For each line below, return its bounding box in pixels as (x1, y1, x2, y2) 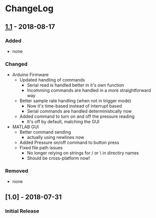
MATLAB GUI (12, 124, 39, 130)
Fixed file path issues (19, 145, 63, 151)
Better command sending (19, 129, 71, 135)
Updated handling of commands (19, 77, 85, 83)
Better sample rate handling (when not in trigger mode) (19, 98, 131, 104)
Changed (5, 60, 28, 67)
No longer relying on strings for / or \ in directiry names (27, 150, 139, 156)
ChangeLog (5, 3, 54, 14)
